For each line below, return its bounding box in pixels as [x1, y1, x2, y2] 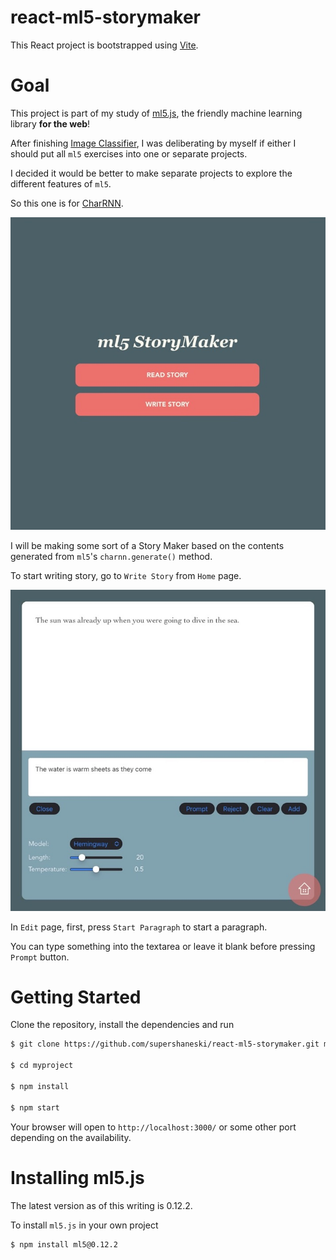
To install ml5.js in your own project [10, 1219, 159, 1231]
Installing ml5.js [10, 1166, 145, 1189]
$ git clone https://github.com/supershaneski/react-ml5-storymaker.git [10, 1039, 320, 1050]
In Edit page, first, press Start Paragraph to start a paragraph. [10, 921, 268, 933]
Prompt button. [10, 951, 70, 963]
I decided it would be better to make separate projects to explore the [10, 167, 293, 179]
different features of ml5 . [10, 177, 112, 190]
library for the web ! [10, 117, 91, 130]
